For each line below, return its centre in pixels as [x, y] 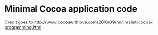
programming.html [23, 27]
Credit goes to [19, 22]
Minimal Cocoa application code [71, 9]
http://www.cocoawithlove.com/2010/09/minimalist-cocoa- [94, 22]
